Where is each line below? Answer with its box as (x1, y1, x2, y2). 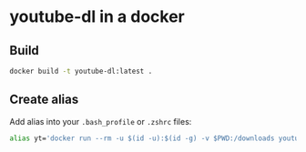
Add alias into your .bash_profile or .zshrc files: (9, 116, 192, 127)
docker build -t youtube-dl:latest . (9, 66, 153, 76)
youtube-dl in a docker (9, 6, 185, 27)
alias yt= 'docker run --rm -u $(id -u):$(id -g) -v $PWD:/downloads (9, 134, 275, 143)
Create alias (9, 92, 79, 107)
